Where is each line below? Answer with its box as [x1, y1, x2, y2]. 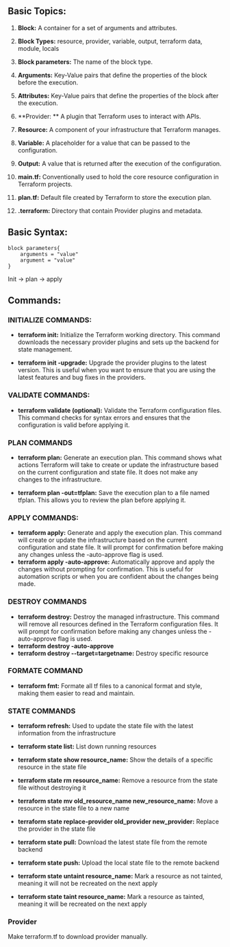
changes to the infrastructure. [17, 475, 102, 483]
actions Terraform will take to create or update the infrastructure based [17, 460, 218, 469]
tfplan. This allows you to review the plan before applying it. [17, 496, 186, 504]
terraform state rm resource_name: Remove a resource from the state [17, 776, 218, 785]
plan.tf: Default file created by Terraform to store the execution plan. [17, 193, 212, 201]
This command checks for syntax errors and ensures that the [17, 413, 191, 422]
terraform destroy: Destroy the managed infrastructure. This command [17, 613, 220, 621]
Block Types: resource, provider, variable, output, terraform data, [17, 37, 203, 45]
